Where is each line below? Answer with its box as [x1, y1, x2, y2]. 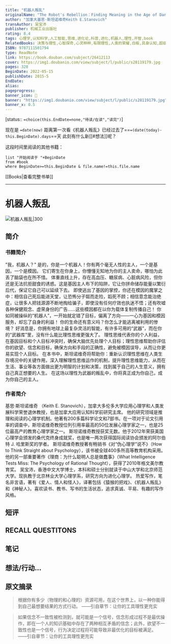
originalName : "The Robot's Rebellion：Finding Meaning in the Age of [5, 12, 158, 17]
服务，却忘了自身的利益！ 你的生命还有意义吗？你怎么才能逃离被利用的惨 [5, 319, 158, 325]
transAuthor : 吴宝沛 [5, 21, 47, 27]
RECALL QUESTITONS [5, 526, 77, 534]
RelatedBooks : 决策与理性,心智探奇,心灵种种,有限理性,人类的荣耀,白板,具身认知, [5, 41, 159, 46]
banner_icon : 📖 [5, 93, 38, 98]
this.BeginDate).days [5, 134, 51, 139]
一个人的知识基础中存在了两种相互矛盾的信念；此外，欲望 [35, 621, 156, 627]
